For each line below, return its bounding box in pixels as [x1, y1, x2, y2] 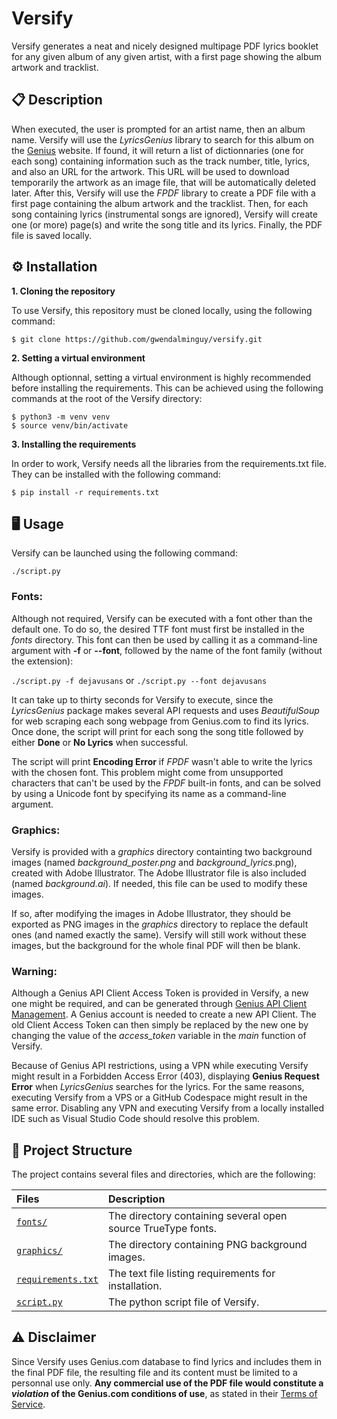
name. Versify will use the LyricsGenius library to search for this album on [11, 133, 315, 146]
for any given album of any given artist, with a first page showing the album [11, 50, 323, 62]
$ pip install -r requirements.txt [11, 487, 160, 497]
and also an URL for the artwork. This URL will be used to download [11, 165, 290, 177]
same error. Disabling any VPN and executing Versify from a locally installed [11, 1102, 325, 1114]
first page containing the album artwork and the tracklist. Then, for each [11, 197, 309, 209]
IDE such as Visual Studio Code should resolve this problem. [11, 1113, 261, 1125]
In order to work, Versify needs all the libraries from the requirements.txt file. [11, 457, 327, 469]
